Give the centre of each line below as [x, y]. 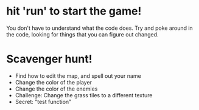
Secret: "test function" [43, 101]
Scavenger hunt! [49, 59]
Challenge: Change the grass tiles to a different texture [84, 95]
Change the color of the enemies [56, 89]
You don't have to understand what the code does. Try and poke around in [100, 28]
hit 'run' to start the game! [74, 11]
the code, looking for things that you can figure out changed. [83, 34]
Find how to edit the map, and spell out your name [78, 76]
